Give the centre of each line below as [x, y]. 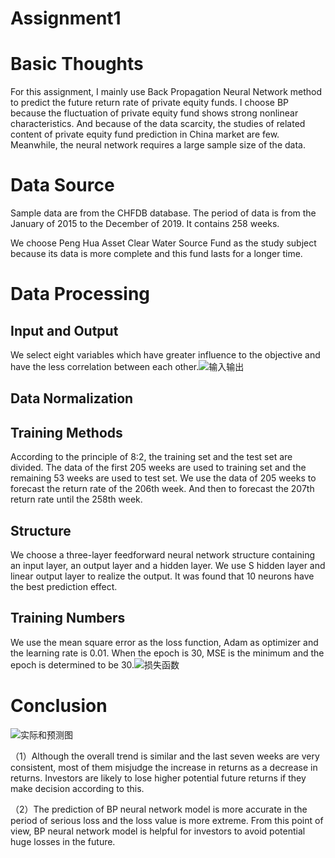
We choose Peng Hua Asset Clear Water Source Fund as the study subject [163, 243]
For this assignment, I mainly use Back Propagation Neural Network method [166, 92]
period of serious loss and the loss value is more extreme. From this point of [167, 820]
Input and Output [64, 330]
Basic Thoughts [77, 64]
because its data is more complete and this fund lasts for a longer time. [156, 254]
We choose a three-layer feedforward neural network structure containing [162, 555]
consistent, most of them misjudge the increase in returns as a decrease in [164, 767]
